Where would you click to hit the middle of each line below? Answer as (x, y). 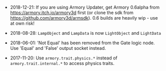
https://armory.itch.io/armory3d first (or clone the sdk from (72, 13)
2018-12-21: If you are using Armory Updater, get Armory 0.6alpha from (85, 7)
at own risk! (22, 23)
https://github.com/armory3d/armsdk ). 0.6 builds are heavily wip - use (84, 18)
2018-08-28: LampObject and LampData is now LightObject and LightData (86, 33)
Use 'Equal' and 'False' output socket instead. (58, 48)
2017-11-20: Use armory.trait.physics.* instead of (64, 58)
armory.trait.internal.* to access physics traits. (62, 63)
